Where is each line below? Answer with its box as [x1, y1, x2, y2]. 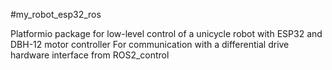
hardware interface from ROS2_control [10, 49, 170, 61]
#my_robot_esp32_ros [10, 9, 102, 20]
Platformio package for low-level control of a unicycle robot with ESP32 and [10, 28, 323, 39]
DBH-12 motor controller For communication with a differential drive [10, 39, 290, 50]
